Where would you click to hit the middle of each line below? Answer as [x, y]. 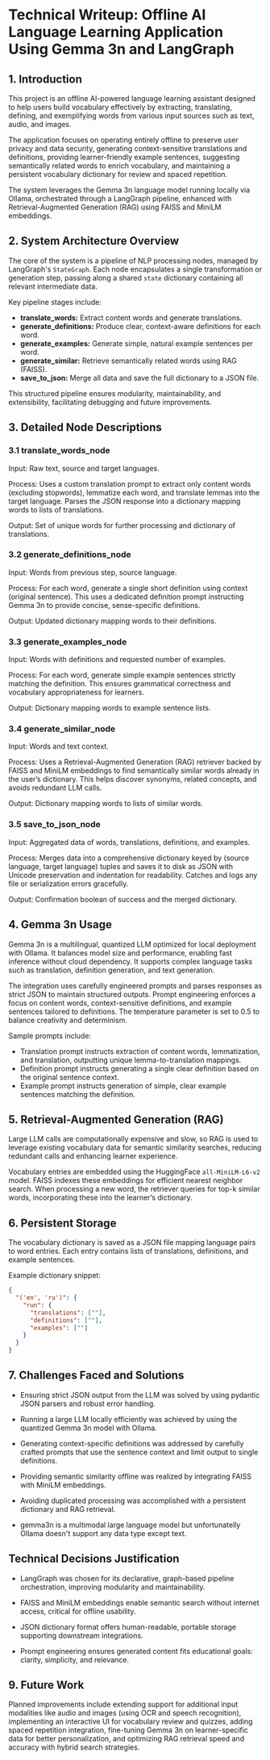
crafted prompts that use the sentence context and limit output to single [139, 1452]
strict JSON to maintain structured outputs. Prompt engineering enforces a [132, 994]
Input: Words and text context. [58, 746]
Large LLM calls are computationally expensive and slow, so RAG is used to [133, 1139]
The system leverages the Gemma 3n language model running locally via [129, 190]
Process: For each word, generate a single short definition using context [128, 588]
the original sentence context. [69, 1077]
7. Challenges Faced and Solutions [96, 1376]
